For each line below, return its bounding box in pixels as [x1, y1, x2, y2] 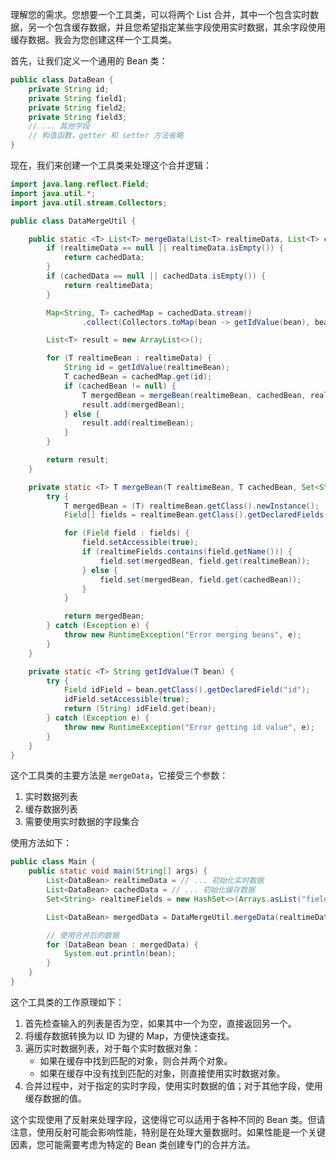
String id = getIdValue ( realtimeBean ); [63, 363, 230, 373]
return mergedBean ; [63, 611, 145, 622]
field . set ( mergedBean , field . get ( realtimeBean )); [99, 556, 311, 566]
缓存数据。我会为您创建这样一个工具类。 [10, 34, 177, 45]
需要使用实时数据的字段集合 [24, 816, 140, 828]
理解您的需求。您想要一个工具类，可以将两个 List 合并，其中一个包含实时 [10, 9, 311, 20]
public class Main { [10, 857, 97, 867]
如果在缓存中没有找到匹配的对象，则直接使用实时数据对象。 [39, 1067, 286, 1079]
